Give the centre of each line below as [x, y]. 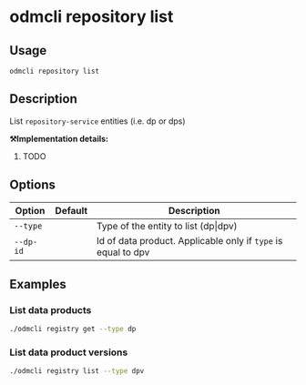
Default [71, 210]
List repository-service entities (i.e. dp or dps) [97, 121]
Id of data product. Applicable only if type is [189, 240]
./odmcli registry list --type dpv [77, 371]
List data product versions [69, 352]
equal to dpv [123, 252]
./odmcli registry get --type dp [73, 329]
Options [33, 185]
